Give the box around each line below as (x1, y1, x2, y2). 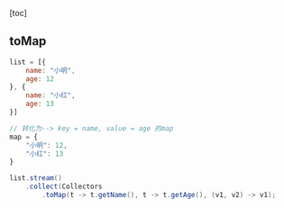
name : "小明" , (25, 66, 76, 75)
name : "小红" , (25, 91, 76, 100)
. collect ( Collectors (25, 182, 103, 192)
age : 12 (25, 74, 54, 84)
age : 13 (25, 99, 54, 109)
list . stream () (9, 174, 63, 183)
